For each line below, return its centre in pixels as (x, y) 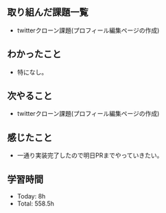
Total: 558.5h (36, 204)
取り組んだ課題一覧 (48, 12)
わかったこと (34, 54)
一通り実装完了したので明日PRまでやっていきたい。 (90, 155)
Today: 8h (31, 196)
